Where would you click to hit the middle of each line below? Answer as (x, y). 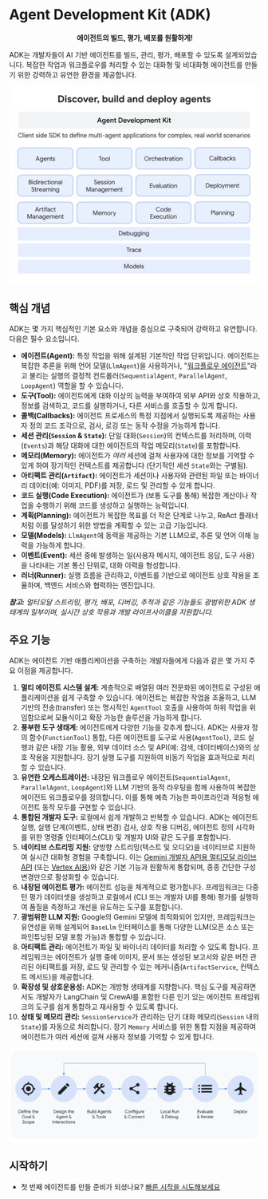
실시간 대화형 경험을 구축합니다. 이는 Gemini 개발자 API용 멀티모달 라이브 (143, 857)
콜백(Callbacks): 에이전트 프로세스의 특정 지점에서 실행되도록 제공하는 (131, 416)
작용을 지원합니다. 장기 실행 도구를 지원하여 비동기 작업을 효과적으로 (134, 758)
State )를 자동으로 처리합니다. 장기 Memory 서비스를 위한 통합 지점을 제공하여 (138, 1027)
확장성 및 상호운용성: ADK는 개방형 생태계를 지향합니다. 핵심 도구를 (124, 987)
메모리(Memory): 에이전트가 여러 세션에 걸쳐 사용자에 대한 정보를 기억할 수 (138, 456)
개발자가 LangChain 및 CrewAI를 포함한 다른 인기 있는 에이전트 (134, 997)
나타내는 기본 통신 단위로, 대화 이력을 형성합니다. (104, 565)
